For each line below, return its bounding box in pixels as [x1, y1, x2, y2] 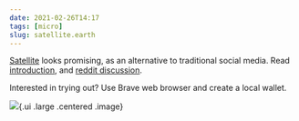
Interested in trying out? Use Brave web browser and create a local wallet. [9, 83, 287, 94]
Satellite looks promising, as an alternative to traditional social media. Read [9, 55, 290, 66]
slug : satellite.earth [9, 30, 96, 39]
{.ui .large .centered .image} [18, 101, 124, 112]
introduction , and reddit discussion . [9, 65, 143, 76]
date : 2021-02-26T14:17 [9, 13, 100, 23]
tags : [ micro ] [9, 22, 64, 31]
